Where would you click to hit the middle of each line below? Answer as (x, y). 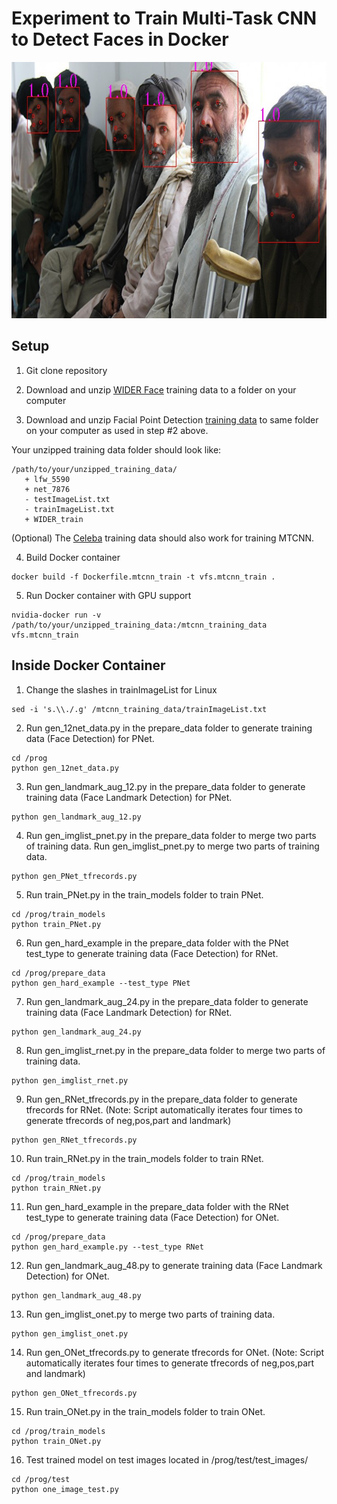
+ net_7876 (47, 489)
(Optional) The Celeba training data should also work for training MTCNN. (163, 538)
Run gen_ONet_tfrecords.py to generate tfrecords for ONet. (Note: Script (175, 1352)
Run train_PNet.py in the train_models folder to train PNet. (144, 894)
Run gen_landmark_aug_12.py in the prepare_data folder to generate (165, 786)
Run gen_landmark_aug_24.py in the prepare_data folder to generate (167, 1001)
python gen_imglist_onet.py (70, 1333)
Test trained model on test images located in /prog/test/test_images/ (167, 1459)
